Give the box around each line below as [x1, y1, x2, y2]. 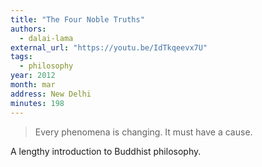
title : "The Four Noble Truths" [10, 14, 145, 25]
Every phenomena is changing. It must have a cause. [34, 126, 253, 138]
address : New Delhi [10, 89, 92, 99]
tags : [10, 52, 33, 62]
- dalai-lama [19, 33, 74, 43]
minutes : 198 [10, 98, 65, 108]
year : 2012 [10, 71, 56, 81]
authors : [10, 24, 47, 34]
